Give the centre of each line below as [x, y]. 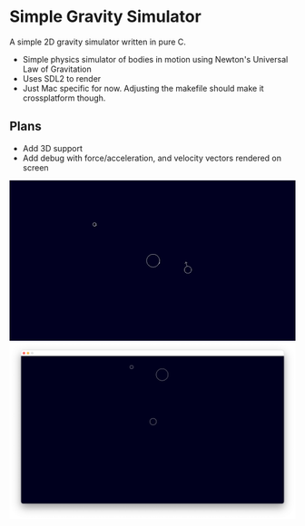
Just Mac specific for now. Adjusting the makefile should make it [143, 88]
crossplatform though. [64, 98]
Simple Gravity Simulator [105, 17]
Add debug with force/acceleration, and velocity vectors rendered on [152, 158]
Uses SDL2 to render [62, 78]
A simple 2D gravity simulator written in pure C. [98, 42]
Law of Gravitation [57, 69]
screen [35, 167]
